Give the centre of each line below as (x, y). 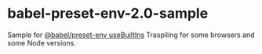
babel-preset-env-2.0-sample (108, 13)
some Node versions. (42, 42)
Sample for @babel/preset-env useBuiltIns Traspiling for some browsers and (131, 35)
